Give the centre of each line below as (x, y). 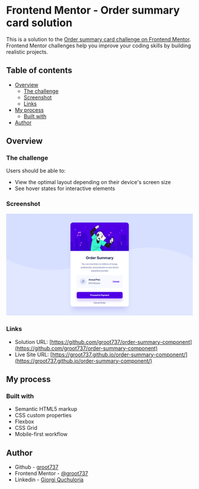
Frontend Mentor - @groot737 (52, 474)
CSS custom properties (43, 416)
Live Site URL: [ (33, 354)
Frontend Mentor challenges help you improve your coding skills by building (99, 46)
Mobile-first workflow (41, 434)
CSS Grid (26, 428)
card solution (39, 23)
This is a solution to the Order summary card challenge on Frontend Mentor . (99, 39)
